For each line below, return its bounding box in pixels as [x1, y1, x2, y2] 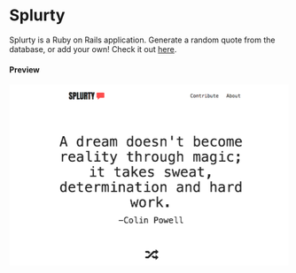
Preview [9, 64, 40, 75]
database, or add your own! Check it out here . [9, 43, 177, 54]
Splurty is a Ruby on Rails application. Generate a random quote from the [9, 34, 276, 45]
